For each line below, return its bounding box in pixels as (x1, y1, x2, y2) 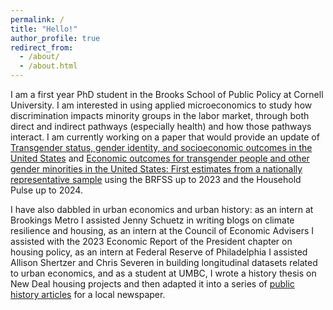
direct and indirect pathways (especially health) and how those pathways (10, 121, 312, 132)
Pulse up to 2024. (10, 184, 83, 196)
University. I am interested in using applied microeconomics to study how (10, 99, 313, 111)
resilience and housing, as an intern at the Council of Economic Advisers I (10, 225, 314, 236)
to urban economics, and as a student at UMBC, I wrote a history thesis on (10, 267, 317, 279)
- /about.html (19, 61, 78, 71)
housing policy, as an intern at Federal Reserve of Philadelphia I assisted (10, 246, 308, 258)
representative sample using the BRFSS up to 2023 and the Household (10, 174, 302, 185)
